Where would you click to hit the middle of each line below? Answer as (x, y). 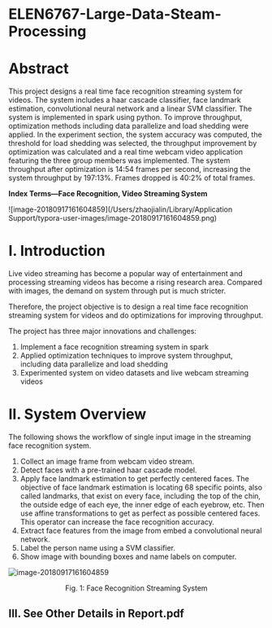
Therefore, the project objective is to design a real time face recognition (129, 307)
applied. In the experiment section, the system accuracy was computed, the (135, 134)
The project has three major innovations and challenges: (103, 332)
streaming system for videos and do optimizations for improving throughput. (136, 315)
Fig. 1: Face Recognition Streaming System (136, 588)
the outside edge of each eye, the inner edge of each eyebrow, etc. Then (142, 505)
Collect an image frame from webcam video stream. (107, 461)
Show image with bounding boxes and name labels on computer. (128, 556)
